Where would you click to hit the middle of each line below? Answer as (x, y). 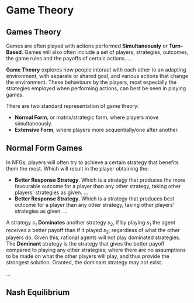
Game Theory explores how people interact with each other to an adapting (96, 70)
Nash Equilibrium (38, 292)
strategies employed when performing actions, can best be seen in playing (96, 88)
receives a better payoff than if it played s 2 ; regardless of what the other (93, 231)
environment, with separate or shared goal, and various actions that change (97, 76)
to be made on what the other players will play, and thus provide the (88, 256)
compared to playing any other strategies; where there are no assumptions (96, 250)
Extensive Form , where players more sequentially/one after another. (97, 130)
